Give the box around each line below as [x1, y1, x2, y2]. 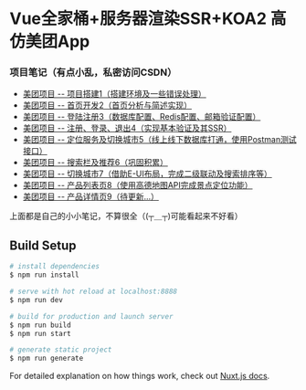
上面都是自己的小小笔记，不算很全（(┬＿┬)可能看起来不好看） [9, 211, 244, 222]
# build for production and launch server [9, 311, 174, 321]
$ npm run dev [9, 295, 64, 304]
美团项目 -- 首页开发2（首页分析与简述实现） [22, 100, 193, 111]
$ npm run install [9, 270, 79, 279]
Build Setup [9, 237, 77, 253]
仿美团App [9, 31, 90, 52]
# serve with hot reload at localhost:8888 [9, 287, 178, 297]
